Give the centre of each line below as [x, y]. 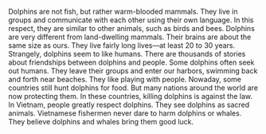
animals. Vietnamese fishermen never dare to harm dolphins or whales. [125, 113]
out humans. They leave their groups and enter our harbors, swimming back [133, 71]
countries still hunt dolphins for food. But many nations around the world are [133, 88]
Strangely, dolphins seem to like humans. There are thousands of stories [127, 54]
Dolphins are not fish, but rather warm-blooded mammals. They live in [123, 12]
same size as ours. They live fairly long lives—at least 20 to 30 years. [122, 45]
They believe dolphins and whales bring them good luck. [101, 122]
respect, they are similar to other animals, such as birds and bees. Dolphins [131, 28]
